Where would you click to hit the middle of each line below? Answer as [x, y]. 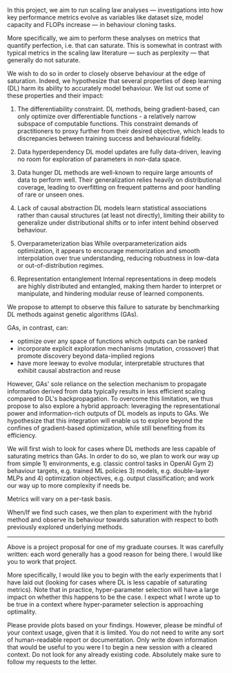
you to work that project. [42, 562]
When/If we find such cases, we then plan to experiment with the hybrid [110, 512]
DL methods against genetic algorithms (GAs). [73, 314]
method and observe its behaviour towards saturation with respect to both [113, 519]
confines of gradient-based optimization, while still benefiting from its [106, 428]
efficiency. [22, 435]
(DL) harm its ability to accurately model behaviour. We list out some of [108, 88]
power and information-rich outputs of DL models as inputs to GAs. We [108, 413]
